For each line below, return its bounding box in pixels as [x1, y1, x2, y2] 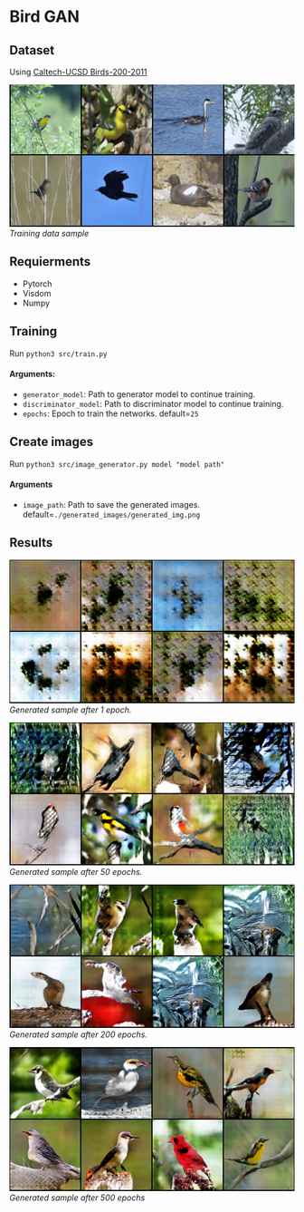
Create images [9, 434, 94, 450]
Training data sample [9, 228, 90, 239]
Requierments [9, 254, 91, 269]
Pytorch [22, 278, 52, 289]
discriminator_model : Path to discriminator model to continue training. [22, 398, 284, 409]
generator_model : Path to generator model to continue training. [22, 388, 256, 400]
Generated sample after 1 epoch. [9, 704, 132, 715]
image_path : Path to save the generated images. [22, 499, 201, 509]
